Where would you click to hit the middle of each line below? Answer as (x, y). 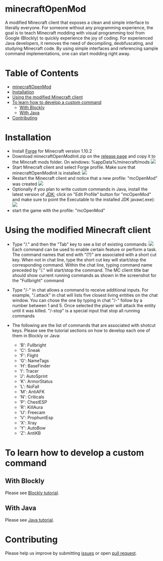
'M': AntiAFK (32, 391)
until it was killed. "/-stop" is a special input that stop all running (76, 310)
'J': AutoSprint (33, 376)
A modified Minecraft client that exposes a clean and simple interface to (77, 22)
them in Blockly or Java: (36, 335)
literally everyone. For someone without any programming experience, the (79, 27)
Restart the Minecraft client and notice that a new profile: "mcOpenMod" (85, 178)
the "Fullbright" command (38, 280)
